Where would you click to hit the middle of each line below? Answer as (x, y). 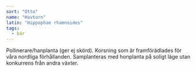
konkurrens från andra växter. (42, 63)
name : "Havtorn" (26, 17)
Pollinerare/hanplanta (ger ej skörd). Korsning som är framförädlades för (94, 50)
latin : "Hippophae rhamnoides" (45, 22)
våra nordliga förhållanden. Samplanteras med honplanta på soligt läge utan (98, 57)
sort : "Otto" (22, 12)
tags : (13, 28)
